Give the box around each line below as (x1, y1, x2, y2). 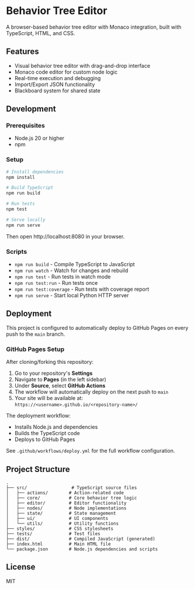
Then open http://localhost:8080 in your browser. (6, 233, 125, 240)
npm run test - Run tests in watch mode (14, 273, 111, 280)
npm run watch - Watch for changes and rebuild (14, 267, 129, 274)
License (6, 562, 36, 572)
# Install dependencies (6, 168, 64, 175)
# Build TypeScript (6, 185, 54, 191)
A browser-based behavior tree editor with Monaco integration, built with (6, 23, 182, 30)
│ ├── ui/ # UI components (6, 515, 109, 521)
